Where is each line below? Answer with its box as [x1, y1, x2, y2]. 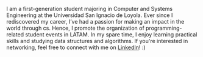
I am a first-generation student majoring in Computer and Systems [6, 5, 173, 12]
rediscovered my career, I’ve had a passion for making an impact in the [6, 18, 185, 25]
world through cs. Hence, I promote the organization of [6, 24, 144, 32]
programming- [145, 24, 182, 32]
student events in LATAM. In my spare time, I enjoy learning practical [25, 31, 198, 38]
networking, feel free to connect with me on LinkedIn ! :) [6, 44, 146, 51]
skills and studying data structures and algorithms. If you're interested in [6, 38, 188, 44]
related [6, 31, 24, 38]
